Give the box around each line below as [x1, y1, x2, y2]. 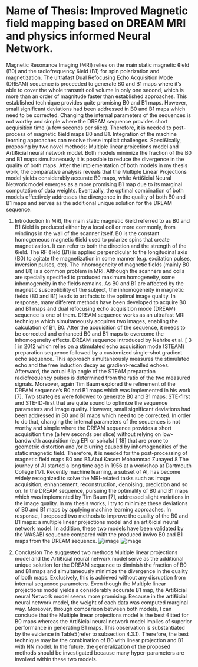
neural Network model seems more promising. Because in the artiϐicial [14, 593, 187, 600]
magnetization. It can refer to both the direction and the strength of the [14, 242, 187, 249]
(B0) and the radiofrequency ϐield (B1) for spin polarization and [6, 67, 160, 74]
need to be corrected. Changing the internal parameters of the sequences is [6, 111, 192, 119]
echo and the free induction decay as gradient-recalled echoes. [14, 362, 170, 369]
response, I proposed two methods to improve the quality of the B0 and [14, 512, 189, 519]
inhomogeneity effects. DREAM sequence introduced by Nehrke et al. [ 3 [14, 336, 192, 343]
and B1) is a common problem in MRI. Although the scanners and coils [14, 267, 185, 274]
